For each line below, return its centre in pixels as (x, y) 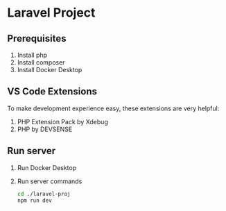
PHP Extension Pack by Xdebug (63, 121)
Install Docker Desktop (50, 70)
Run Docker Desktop (47, 167)
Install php (32, 55)
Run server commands (50, 181)
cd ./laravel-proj (44, 194)
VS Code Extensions (52, 92)
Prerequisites (37, 39)
